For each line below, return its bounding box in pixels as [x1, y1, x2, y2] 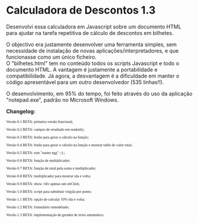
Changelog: [6, 108, 36, 115]
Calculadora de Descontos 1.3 [6, 4, 155, 17]
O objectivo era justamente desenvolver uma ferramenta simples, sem [6, 41, 177, 48]
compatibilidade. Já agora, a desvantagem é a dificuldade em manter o [6, 72, 180, 79]
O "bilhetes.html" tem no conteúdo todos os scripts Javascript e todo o [6, 60, 180, 67]
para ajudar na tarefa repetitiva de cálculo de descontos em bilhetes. [6, 29, 174, 36]
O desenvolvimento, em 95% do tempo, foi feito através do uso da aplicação [6, 90, 193, 97]
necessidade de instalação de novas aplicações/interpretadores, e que [6, 47, 179, 54]
